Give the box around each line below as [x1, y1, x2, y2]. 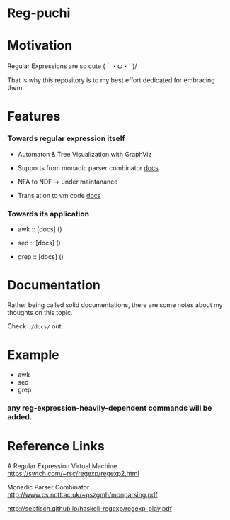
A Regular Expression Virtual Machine [7, 461, 117, 470]
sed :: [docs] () [17, 238, 62, 247]
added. [7, 411, 33, 421]
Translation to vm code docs [17, 191, 101, 199]
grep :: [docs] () [17, 252, 64, 260]
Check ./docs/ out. [7, 321, 64, 331]
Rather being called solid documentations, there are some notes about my [7, 300, 223, 309]
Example [7, 347, 59, 363]
